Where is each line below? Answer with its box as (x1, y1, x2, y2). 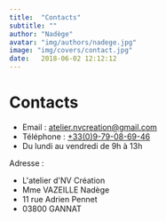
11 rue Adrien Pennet (21, 193, 98, 204)
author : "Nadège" (9, 29, 74, 38)
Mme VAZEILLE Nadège (21, 184, 110, 195)
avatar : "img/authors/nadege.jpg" (9, 37, 138, 47)
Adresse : (9, 157, 44, 169)
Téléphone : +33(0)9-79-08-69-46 (21, 130, 151, 142)
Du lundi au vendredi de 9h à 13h (21, 140, 143, 151)
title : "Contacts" (9, 12, 82, 22)
